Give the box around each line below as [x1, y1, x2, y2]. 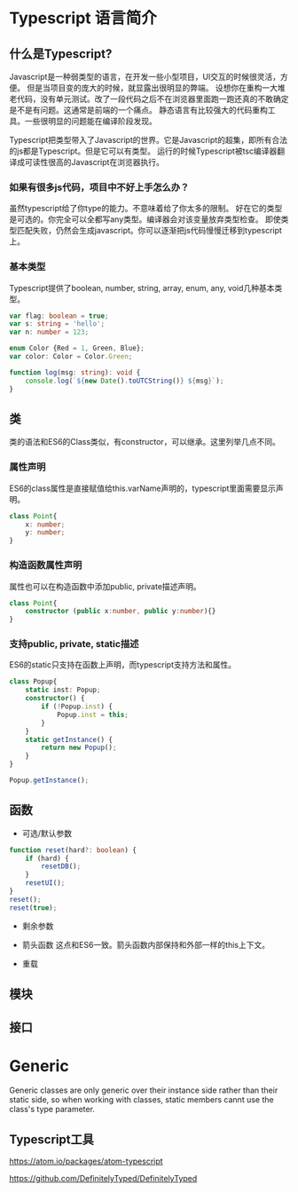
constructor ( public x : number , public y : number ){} [25, 607, 216, 616]
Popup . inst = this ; [56, 710, 129, 719]
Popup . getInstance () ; [9, 776, 90, 785]
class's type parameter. [9, 1104, 96, 1115]
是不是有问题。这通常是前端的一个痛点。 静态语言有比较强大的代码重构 [9, 105, 268, 115]
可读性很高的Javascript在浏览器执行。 [24, 157, 164, 167]
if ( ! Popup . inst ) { [41, 702, 114, 711]
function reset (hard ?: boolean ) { [9, 845, 137, 855]
